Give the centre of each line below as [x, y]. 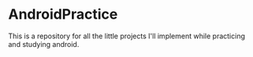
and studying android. [44, 44]
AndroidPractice [63, 14]
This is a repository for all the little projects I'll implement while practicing [127, 36]
